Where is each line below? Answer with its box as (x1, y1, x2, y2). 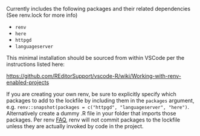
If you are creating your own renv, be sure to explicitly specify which (6, 91, 177, 97)
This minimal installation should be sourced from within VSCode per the (6, 54, 185, 61)
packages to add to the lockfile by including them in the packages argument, (6, 97, 195, 104)
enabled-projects (6, 79, 50, 86)
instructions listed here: (6, 60, 65, 68)
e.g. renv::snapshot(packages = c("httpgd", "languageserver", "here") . (6, 103, 189, 111)
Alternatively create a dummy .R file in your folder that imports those (6, 110, 176, 117)
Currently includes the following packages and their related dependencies (6, 5, 191, 12)
